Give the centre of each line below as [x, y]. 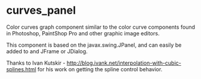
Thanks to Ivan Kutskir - [36, 63]
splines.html [21, 69]
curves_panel [41, 10]
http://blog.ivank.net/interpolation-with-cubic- [124, 63]
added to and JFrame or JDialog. [47, 51]
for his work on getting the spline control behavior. [100, 69]
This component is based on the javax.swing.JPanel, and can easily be [94, 45]
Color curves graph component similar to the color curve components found [101, 27]
